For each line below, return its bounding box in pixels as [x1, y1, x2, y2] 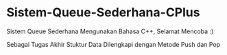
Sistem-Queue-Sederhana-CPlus [6, 5, 200, 20]
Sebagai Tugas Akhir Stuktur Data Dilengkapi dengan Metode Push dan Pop [6, 40, 221, 48]
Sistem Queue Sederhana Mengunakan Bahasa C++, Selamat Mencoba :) [6, 27, 214, 35]
